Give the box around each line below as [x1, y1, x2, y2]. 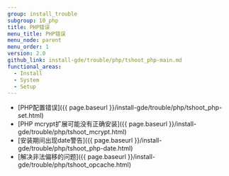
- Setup [13, 83, 37, 90]
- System [13, 76, 40, 84]
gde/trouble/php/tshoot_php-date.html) [17, 144, 133, 153]
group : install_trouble [7, 10, 78, 18]
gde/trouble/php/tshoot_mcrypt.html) [17, 128, 127, 136]
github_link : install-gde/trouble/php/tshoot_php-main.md [7, 57, 182, 64]
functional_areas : [7, 63, 62, 70]
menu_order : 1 [7, 43, 50, 50]
